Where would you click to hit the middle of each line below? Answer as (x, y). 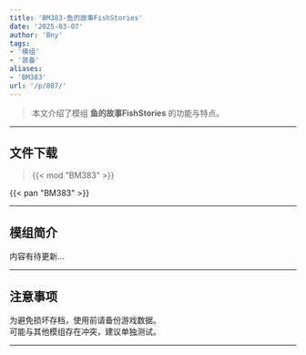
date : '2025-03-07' (46, 26)
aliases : (26, 69)
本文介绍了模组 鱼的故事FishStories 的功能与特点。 (128, 113)
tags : (20, 43)
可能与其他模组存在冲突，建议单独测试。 (85, 332)
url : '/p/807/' (38, 86)
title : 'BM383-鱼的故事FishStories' (76, 18)
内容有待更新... (37, 256)
